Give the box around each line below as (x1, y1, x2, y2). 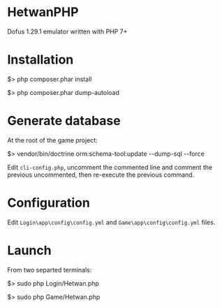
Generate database (7, 113, 121, 129)
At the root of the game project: (7, 135, 98, 144)
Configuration (7, 195, 91, 210)
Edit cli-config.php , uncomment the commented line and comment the (7, 163, 213, 171)
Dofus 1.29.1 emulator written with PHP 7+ (7, 27, 128, 36)
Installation (7, 52, 74, 68)
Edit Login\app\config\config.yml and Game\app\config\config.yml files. (7, 218, 216, 226)
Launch (7, 242, 52, 258)
